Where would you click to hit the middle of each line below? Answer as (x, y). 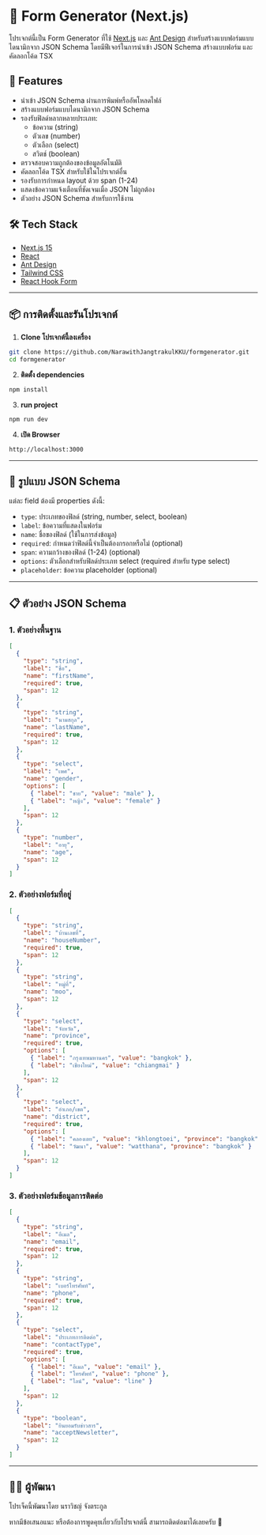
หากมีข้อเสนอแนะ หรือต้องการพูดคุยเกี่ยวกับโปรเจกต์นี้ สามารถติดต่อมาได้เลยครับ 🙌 (116, 1522)
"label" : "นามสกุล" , (54, 720)
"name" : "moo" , (48, 992)
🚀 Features (36, 81)
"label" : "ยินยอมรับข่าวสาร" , (63, 1425)
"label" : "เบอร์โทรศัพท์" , (59, 1285)
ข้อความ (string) (55, 127)
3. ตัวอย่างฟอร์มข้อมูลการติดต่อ (56, 1196)
